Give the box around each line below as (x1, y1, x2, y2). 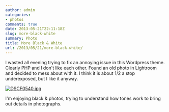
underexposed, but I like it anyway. (5, 75, 78, 81)
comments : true (5, 21, 38, 27)
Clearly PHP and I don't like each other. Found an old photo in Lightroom (5, 65, 157, 71)
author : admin (5, 7, 36, 13)
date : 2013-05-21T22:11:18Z (5, 26, 65, 32)
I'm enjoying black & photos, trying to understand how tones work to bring (5, 95, 161, 101)
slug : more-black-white (5, 31, 56, 36)
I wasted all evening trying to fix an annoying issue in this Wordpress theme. (5, 59, 165, 65)
